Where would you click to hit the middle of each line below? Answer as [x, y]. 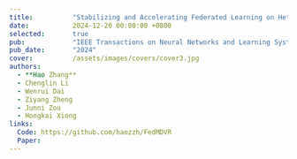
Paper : [29, 140]
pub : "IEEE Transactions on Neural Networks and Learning [140, 42]
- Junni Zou [39, 108]
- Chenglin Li [43, 83]
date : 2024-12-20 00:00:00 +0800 [91, 26]
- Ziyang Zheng [45, 99]
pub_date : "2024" [53, 50]
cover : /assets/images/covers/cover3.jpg [104, 58]
